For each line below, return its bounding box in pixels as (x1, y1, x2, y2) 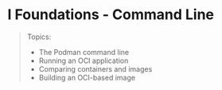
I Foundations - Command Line (7, 6, 215, 24)
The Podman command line (38, 47, 129, 57)
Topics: (26, 32, 52, 41)
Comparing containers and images (38, 64, 153, 73)
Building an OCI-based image (38, 72, 136, 82)
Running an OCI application (38, 56, 129, 65)
